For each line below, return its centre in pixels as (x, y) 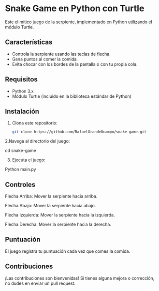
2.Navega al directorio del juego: (37, 141)
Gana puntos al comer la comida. (45, 59)
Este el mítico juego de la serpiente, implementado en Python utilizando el (79, 22)
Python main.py (21, 169)
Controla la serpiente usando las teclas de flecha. (61, 54)
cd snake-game (21, 151)
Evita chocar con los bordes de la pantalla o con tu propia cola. (75, 64)
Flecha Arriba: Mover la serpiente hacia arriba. (51, 196)
